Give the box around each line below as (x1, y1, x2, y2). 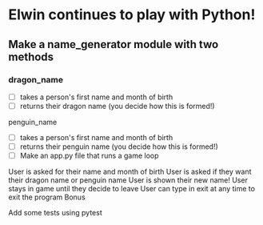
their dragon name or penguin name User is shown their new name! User (8, 175, 248, 185)
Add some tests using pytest (8, 208, 102, 218)
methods (8, 50, 54, 63)
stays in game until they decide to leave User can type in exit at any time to (8, 184, 256, 194)
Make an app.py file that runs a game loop (19, 151, 159, 161)
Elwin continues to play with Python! (8, 6, 256, 24)
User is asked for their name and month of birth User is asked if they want (8, 167, 252, 177)
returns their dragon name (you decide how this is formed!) (19, 101, 215, 110)
